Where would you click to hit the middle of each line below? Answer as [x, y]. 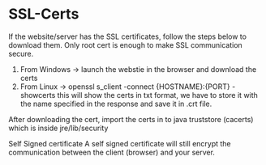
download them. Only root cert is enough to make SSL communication [126, 44]
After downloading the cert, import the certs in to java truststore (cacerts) [131, 119]
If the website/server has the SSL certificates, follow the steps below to [128, 36]
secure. [21, 53]
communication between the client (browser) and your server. [112, 152]
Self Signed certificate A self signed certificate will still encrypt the [120, 143]
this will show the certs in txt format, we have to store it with [157, 95]
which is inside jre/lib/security [58, 128]
